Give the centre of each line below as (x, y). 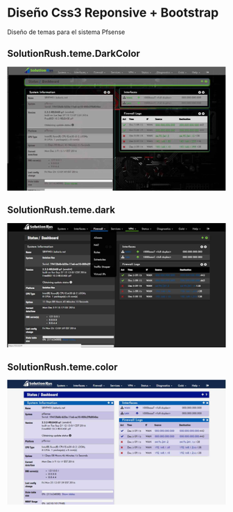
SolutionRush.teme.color (62, 367)
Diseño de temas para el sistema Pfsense (66, 32)
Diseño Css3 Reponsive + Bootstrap (113, 13)
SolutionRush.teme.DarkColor (74, 54)
